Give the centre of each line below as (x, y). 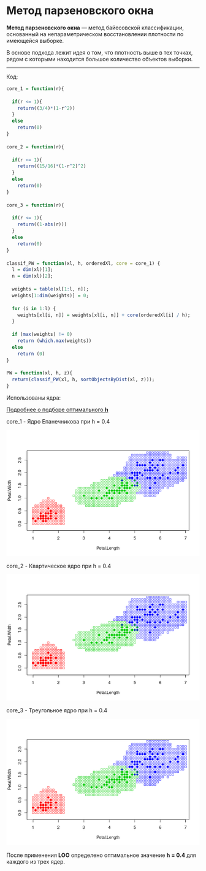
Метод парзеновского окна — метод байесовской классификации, (95, 28)
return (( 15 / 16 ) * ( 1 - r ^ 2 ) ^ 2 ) (52, 166)
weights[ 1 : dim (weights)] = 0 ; (50, 295)
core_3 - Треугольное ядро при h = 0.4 (57, 710)
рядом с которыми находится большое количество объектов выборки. (100, 59)
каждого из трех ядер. (36, 861)
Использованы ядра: (34, 398)
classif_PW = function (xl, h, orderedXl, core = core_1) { (83, 263)
